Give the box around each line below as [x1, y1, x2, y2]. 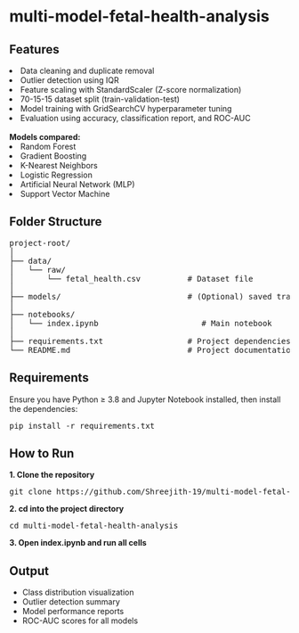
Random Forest [20, 141, 77, 152]
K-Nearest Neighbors [20, 160, 98, 170]
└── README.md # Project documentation [9, 345, 296, 355]
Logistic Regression [20, 169, 93, 180]
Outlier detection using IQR [20, 75, 119, 86]
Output [9, 563, 49, 579]
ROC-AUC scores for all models [21, 615, 139, 626]
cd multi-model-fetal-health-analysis [9, 521, 179, 531]
